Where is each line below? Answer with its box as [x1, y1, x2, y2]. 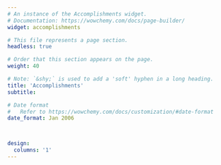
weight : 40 [7, 63, 40, 70]
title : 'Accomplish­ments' [7, 82, 84, 89]
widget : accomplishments [7, 23, 81, 31]
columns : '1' [13, 147, 52, 154]
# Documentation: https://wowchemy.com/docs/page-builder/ [7, 17, 186, 24]
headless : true [7, 43, 52, 50]
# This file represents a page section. [7, 36, 129, 43]
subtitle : [7, 88, 37, 96]
